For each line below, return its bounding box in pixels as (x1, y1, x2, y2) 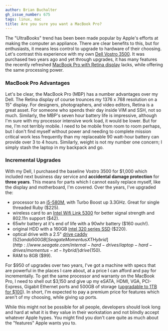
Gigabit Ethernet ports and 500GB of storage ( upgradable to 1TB (24, 283, 157, 289)
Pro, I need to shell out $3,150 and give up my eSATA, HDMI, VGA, (5, 278, 141, 284)
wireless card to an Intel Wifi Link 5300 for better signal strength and (12, 210, 154, 216)
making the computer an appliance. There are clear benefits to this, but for (5, 41, 159, 47)
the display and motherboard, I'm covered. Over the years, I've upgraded (5, 184, 156, 190)
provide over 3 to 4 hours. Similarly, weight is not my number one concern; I (5, 139, 162, 145)
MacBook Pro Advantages (5, 80, 70, 87)
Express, (5, 283, 24, 289)
